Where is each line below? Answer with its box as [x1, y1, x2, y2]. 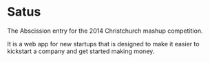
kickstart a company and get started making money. [7, 47, 155, 55]
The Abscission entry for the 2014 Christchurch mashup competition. [7, 27, 203, 35]
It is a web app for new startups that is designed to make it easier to [7, 40, 200, 48]
